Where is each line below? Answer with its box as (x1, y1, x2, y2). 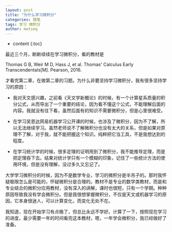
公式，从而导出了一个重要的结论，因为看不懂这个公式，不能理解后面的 (17, 101, 165, 108)
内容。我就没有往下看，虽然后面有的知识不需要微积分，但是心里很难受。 (12, 108, 165, 114)
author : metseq (5, 27, 38, 32)
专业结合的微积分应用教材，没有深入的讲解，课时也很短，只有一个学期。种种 (5, 185, 167, 191)
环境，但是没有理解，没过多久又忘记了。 (17, 161, 103, 167)
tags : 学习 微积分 (5, 22, 41, 27)
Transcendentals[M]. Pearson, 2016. (5, 67, 82, 73)
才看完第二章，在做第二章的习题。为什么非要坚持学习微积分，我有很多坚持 (5, 77, 162, 83)
